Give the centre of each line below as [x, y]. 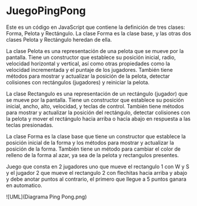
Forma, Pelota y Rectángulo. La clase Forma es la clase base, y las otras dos [98, 33]
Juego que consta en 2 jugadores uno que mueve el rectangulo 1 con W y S [98, 167]
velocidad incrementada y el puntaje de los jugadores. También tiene [90, 69]
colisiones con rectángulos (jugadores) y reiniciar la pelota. [78, 82]
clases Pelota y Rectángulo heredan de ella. [59, 39]
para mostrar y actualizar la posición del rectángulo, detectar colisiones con [98, 112]
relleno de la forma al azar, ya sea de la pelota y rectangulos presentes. [93, 155]
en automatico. [24, 185]
